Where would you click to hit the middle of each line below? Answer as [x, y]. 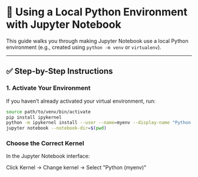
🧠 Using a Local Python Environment [97, 12]
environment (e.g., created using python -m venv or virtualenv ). [84, 47]
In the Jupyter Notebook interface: [48, 156]
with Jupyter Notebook [64, 24]
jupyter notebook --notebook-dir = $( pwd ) [57, 128]
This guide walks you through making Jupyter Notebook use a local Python [97, 41]
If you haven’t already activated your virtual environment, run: [81, 101]
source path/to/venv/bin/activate [49, 112]
